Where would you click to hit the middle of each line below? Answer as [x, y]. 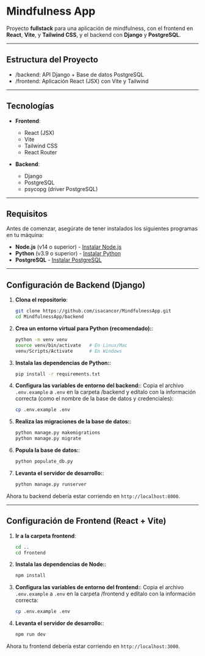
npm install [30, 576]
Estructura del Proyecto [52, 60]
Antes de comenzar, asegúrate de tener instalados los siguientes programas [102, 228]
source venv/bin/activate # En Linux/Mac [71, 345]
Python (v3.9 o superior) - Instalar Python [68, 254]
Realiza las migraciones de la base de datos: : [73, 421]
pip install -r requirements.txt [58, 374]
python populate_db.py [44, 462]
